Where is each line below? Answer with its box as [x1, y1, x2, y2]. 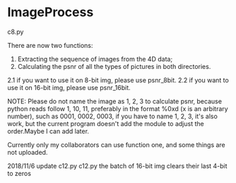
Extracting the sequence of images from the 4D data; [17, 54, 173, 63]
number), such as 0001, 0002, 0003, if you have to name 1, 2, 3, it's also [7, 112, 218, 120]
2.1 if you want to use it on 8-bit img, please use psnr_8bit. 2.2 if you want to [7, 75, 230, 84]
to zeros [7, 169, 32, 177]
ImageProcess [7, 4, 94, 20]
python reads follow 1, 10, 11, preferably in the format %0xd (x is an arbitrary [7, 104, 228, 113]
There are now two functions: [7, 41, 93, 49]
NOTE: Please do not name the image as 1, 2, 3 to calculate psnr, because [7, 96, 223, 106]
